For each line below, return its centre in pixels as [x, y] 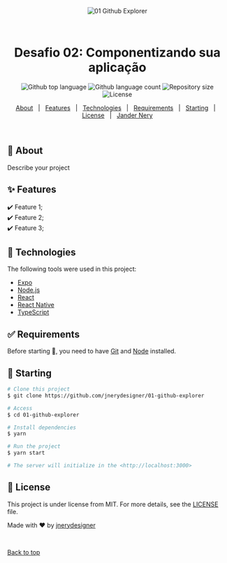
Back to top [24, 552]
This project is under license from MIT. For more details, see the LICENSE [113, 504]
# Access [20, 408]
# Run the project [34, 446]
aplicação [117, 67]
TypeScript [33, 312]
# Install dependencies [42, 427]
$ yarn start [26, 453]
